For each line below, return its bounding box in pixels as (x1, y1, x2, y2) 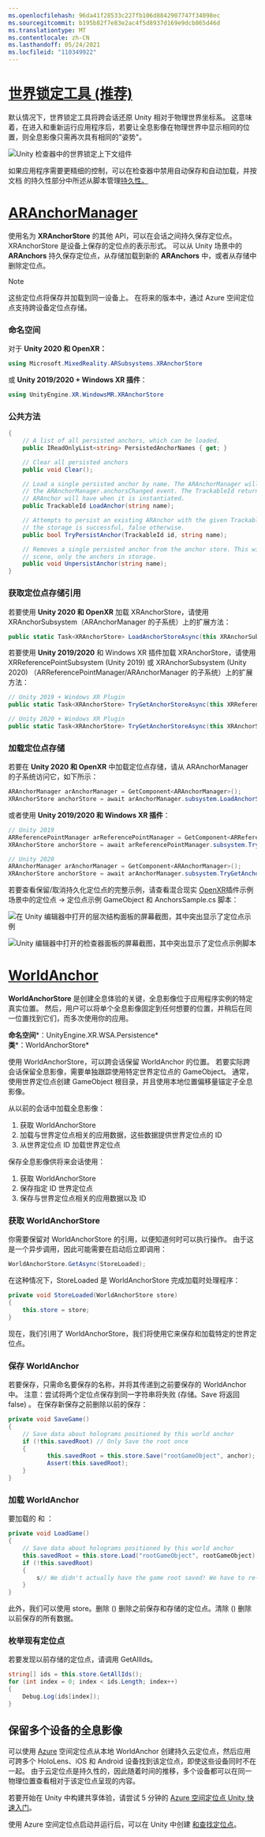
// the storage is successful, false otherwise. (22, 524, 185, 531)
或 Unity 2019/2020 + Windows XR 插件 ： (8, 375, 147, 384)
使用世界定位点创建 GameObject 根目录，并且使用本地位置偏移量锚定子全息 (8, 1077, 254, 1087)
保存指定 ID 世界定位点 (19, 1184, 93, 1193)
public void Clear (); (22, 466, 93, 474)
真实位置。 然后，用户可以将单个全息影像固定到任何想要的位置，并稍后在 (8, 1004, 245, 1013)
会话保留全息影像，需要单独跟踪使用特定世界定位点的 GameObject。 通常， (8, 1067, 254, 1076)
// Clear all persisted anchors (22, 458, 129, 467)
